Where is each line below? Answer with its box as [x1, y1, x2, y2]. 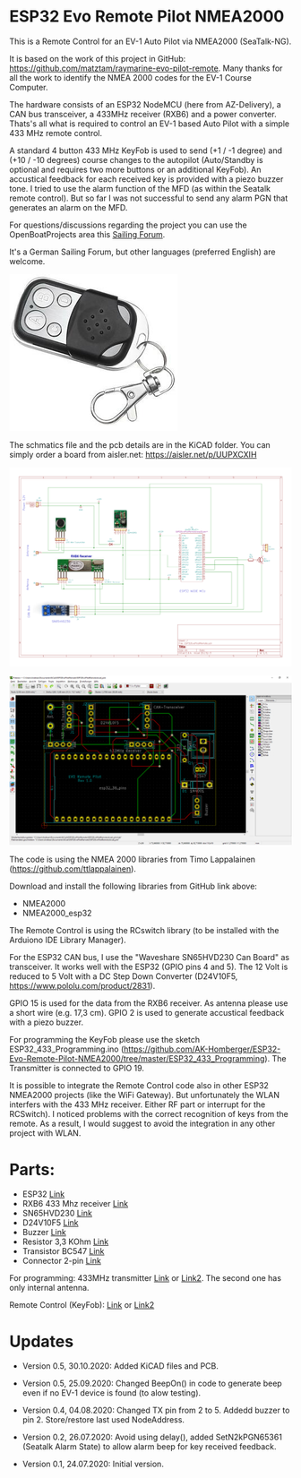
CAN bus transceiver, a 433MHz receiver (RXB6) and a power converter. [9, 108, 277, 119]
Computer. [9, 82, 48, 92]
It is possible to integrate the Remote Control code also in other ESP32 [9, 1080, 269, 1091]
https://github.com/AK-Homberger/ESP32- [124, 1044, 281, 1054]
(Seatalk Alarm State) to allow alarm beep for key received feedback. [21, 1441, 277, 1452]
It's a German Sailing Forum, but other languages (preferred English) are [9, 246, 276, 257]
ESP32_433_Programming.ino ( [9, 1044, 125, 1054]
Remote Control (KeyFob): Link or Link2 [9, 1300, 155, 1310]
